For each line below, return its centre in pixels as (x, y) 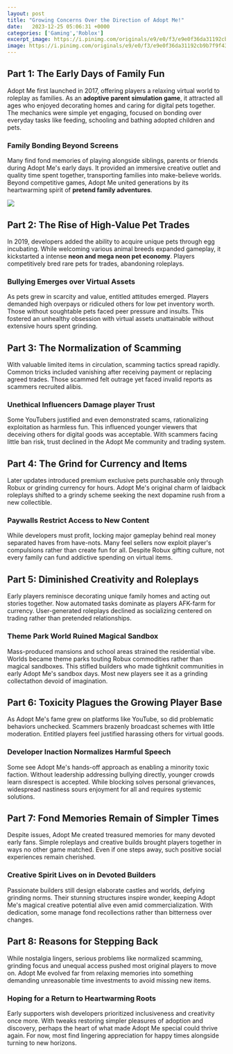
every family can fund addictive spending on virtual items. (90, 558)
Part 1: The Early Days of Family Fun (86, 74)
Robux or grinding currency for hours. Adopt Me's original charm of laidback (116, 488)
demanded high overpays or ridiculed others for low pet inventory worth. (111, 304)
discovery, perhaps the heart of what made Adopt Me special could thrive (113, 1028)
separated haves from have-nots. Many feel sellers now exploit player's (109, 543)
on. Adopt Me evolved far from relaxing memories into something (100, 973)
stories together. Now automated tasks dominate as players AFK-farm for (112, 603)
